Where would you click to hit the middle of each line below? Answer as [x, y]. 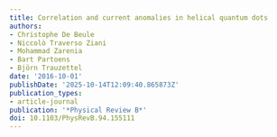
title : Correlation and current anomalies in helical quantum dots [139, 18]
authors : [26, 26]
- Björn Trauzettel [46, 68]
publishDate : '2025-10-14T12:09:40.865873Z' [94, 85]
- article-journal [44, 101]
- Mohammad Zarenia [46, 51]
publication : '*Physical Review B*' [78, 110]
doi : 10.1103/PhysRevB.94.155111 [72, 118]
